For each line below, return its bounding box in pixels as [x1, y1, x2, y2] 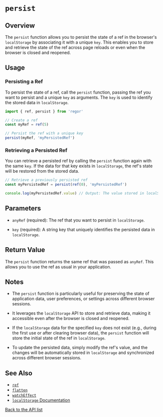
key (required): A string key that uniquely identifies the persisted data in [12, 226, 155, 232]
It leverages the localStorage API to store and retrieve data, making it [12, 310, 151, 316]
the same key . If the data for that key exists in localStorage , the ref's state [5, 163, 153, 169]
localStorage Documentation [12, 397, 70, 403]
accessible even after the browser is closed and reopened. [12, 316, 130, 321]
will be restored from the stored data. [5, 168, 80, 174]
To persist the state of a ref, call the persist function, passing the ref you [5, 89, 151, 95]
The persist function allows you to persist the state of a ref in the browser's [5, 34, 157, 40]
